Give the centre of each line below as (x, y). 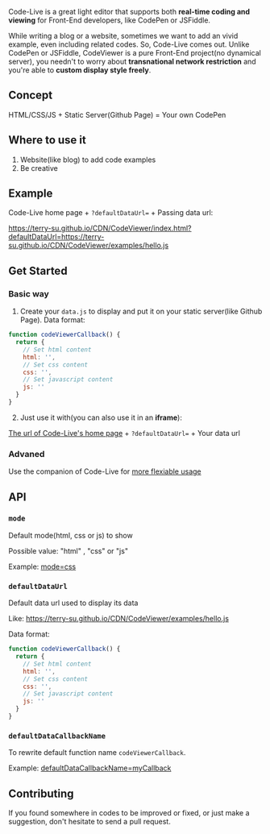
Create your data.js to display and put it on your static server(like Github (141, 311)
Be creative (39, 168)
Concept (31, 95)
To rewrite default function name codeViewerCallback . (97, 753)
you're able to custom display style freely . (80, 70)
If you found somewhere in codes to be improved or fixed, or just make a (129, 813)
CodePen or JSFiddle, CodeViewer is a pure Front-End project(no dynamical (135, 53)
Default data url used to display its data (73, 603)
